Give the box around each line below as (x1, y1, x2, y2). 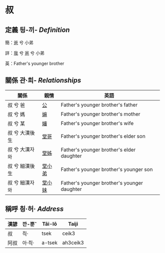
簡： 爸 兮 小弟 (5, 40, 33, 45)
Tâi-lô (42, 220, 57, 227)
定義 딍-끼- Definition (5, 26, 70, 34)
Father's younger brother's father (60, 101, 138, 108)
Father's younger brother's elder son (60, 132, 146, 139)
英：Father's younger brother (5, 61, 65, 66)
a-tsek (41, 239, 58, 246)
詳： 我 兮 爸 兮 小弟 (5, 50, 45, 56)
